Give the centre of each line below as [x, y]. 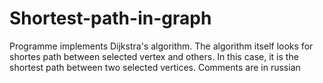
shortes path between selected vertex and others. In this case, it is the [154, 56]
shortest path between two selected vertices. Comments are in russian [155, 67]
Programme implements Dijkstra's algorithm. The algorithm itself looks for [161, 46]
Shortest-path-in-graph [110, 18]
